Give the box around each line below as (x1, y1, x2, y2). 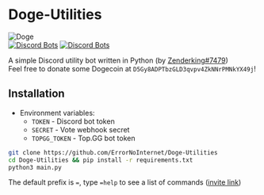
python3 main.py (8, 163, 62, 171)
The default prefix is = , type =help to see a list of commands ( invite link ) (8, 178, 242, 187)
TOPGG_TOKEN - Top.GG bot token (31, 133, 136, 143)
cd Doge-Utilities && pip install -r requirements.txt (8, 156, 193, 164)
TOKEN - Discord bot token (31, 117, 115, 126)
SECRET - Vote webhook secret (31, 124, 130, 134)
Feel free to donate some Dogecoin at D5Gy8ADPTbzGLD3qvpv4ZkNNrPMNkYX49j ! (8, 63, 256, 73)
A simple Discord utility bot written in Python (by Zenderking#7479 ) (8, 55, 228, 65)
